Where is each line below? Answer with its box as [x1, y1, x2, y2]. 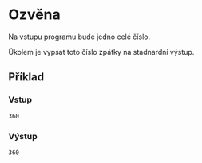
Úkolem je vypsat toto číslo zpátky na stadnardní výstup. [8, 47, 195, 56]
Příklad [8, 70, 45, 84]
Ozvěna [8, 6, 61, 24]
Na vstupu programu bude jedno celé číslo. [8, 32, 150, 41]
